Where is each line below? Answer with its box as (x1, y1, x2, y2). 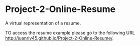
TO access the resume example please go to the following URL (5, 29, 135, 35)
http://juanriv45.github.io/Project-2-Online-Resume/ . (5, 35, 114, 41)
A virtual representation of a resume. (5, 20, 81, 26)
